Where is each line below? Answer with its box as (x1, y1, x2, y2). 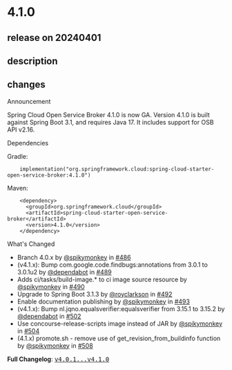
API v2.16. (7, 125, 35, 134)
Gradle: (7, 152, 28, 160)
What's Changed (7, 240, 55, 248)
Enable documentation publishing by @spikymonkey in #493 (17, 297, 190, 306)
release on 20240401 (7, 32, 101, 44)
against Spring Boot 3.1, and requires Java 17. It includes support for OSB (7, 118, 214, 126)
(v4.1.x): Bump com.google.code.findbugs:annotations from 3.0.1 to (17, 261, 209, 269)
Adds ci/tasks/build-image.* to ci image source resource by (17, 275, 188, 283)
